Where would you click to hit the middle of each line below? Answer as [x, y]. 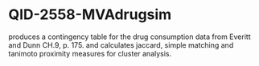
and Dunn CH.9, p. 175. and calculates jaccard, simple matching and [121, 45]
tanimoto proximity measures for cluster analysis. [90, 53]
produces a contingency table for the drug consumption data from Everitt [129, 37]
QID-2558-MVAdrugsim [90, 15]
